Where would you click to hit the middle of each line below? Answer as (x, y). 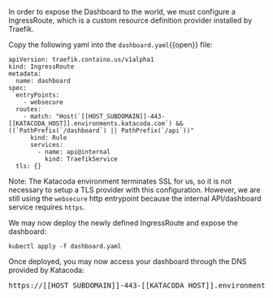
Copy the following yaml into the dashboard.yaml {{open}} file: (110, 45)
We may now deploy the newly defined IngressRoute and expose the (123, 223)
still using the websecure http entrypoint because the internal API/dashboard (135, 199)
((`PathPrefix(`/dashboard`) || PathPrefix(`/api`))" (102, 131)
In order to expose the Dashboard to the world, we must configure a (122, 12)
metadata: (25, 74)
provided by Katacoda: (46, 270)
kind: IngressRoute (41, 67)
